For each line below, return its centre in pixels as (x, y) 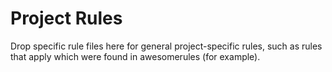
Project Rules (66, 18)
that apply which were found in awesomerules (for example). (135, 56)
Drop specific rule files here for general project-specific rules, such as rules (166, 46)
